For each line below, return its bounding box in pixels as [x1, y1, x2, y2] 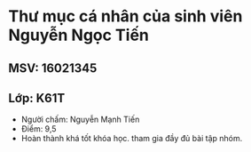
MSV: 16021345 [8, 60, 98, 76]
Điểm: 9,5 [20, 124, 57, 134]
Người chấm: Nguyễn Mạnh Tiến [20, 114, 140, 125]
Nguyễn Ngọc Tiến [8, 25, 150, 45]
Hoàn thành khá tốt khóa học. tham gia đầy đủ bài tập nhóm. [20, 133, 243, 144]
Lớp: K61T [8, 91, 66, 106]
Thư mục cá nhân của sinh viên [8, 6, 243, 27]
